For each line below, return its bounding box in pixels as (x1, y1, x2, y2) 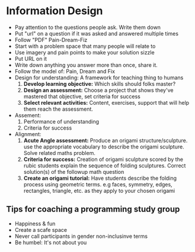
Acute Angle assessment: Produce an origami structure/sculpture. (23, 137, 188, 144)
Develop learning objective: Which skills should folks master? (23, 80, 176, 87)
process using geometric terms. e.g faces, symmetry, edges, (23, 180, 173, 188)
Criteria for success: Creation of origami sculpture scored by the (23, 156, 184, 163)
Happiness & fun (14, 220, 56, 227)
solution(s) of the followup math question (23, 168, 124, 175)
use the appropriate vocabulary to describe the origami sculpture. (23, 143, 185, 150)
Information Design (6, 4, 103, 18)
